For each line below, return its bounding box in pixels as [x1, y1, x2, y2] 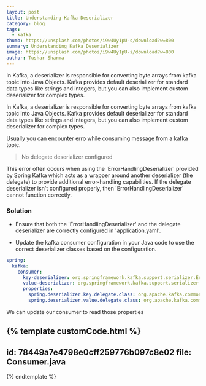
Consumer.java [6, 356, 66, 367]
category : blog [6, 20, 45, 26]
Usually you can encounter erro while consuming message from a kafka [6, 135, 188, 142]
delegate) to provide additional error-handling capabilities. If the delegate [6, 178, 191, 185]
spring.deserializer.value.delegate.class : [28, 297, 141, 304]
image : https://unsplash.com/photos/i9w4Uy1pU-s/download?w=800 [6, 49, 174, 55]
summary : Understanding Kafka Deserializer [6, 44, 120, 50]
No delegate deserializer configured [21, 153, 113, 160]
